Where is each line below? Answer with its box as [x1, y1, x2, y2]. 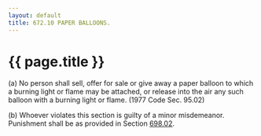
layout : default [8, 11, 61, 20]
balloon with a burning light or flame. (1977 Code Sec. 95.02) [8, 95, 205, 105]
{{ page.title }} [8, 53, 105, 71]
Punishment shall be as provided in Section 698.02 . [8, 119, 175, 128]
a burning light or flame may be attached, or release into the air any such [8, 87, 244, 97]
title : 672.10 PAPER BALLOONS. [8, 19, 111, 27]
